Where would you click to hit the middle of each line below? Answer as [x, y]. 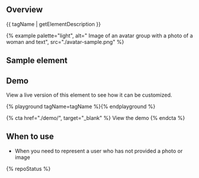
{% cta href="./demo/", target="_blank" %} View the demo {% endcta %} [96, 118]
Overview [25, 10]
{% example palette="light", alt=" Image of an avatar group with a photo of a [99, 36]
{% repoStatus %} [29, 169]
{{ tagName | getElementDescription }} [53, 24]
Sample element [37, 61]
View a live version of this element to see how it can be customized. [89, 95]
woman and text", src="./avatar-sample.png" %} [65, 42]
